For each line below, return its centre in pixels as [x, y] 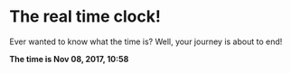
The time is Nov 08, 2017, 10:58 [69, 59]
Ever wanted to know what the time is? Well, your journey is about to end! [146, 41]
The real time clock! [85, 17]
